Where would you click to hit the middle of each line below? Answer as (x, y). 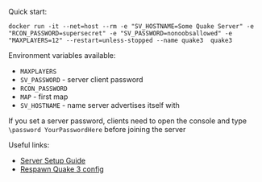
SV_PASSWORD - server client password (81, 79)
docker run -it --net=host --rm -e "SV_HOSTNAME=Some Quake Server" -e (131, 27)
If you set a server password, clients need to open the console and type (128, 121)
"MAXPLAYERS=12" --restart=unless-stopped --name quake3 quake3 (120, 40)
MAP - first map (44, 97)
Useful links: (29, 145)
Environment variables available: (62, 55)
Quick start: (27, 12)
